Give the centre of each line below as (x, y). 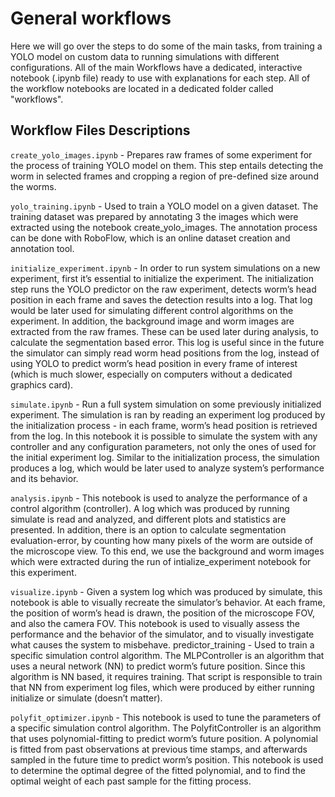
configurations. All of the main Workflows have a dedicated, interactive (156, 67)
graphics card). (42, 384)
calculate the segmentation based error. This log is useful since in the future (167, 342)
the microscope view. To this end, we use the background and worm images (167, 551)
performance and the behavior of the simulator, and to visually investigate (162, 634)
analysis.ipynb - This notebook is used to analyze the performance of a (159, 498)
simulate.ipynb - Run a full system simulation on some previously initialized (166, 404)
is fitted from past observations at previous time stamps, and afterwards (159, 749)
